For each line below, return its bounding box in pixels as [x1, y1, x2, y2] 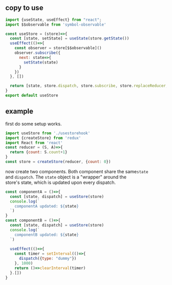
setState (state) [24, 59, 58, 65]
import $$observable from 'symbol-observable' [5, 22, 106, 27]
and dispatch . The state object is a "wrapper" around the [5, 174, 127, 180]
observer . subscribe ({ [14, 50, 60, 55]
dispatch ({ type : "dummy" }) [18, 256, 77, 261]
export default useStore [5, 93, 58, 98]
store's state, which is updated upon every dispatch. [5, 179, 116, 186]
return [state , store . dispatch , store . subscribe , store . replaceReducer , [10, 84, 168, 89]
